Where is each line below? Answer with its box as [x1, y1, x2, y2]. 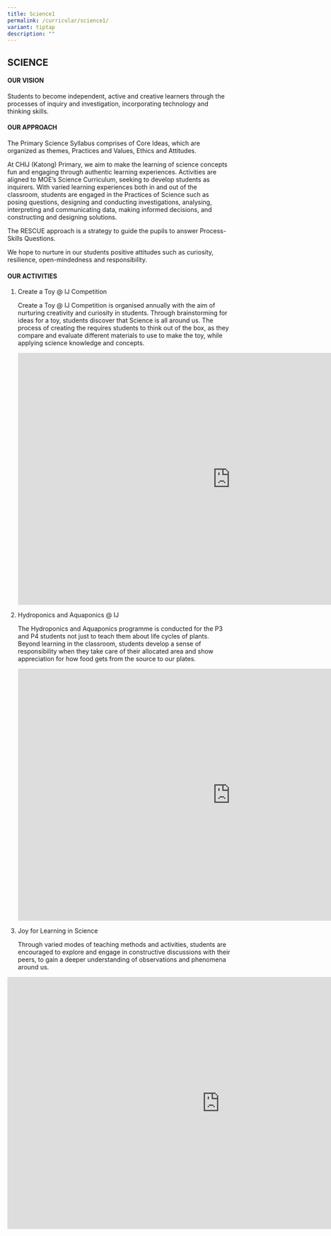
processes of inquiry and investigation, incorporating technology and [7, 99, 209, 108]
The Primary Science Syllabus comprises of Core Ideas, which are [7, 139, 200, 147]
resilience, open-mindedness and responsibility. [7, 256, 147, 264]
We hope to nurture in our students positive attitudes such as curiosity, [7, 248, 214, 257]
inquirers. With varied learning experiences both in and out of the [7, 183, 198, 191]
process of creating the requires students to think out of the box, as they [17, 324, 229, 332]
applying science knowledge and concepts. [17, 339, 145, 347]
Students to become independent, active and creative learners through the [7, 91, 225, 100]
